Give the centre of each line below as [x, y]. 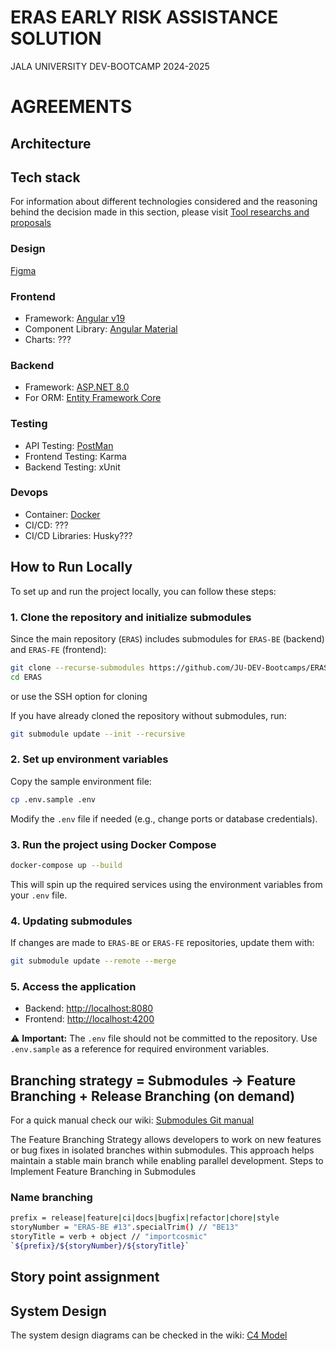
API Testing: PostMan [69, 445]
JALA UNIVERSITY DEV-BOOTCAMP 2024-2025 [110, 66]
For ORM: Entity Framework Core [93, 398]
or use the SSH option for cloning [79, 696]
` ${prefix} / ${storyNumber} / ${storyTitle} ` [100, 1246]
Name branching [51, 1198]
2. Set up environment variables [89, 759]
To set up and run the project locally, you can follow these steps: [143, 591]
